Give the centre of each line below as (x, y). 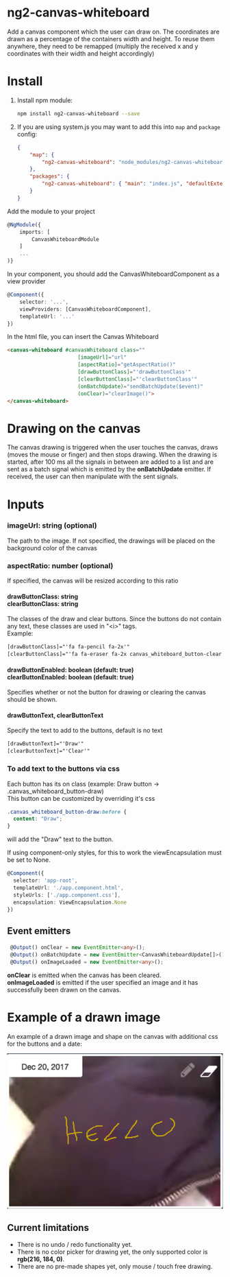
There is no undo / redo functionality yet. (75, 1244)
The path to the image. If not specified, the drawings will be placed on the (111, 541)
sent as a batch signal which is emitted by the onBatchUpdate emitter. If (109, 469)
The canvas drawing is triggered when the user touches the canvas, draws (113, 447)
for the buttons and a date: (44, 1044)
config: (27, 134)
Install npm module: (45, 100)
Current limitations (48, 1228)
